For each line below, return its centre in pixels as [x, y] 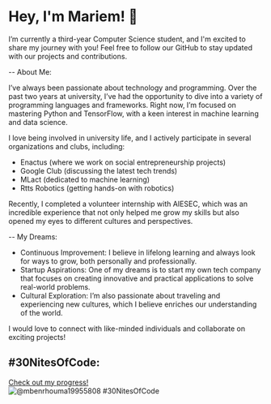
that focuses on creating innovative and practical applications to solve [137, 278]
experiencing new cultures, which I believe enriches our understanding [138, 304]
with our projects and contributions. [68, 56]
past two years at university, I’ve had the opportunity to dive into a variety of [135, 96]
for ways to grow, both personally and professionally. [108, 261]
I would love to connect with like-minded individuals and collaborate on [127, 329]
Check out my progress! [49, 382]
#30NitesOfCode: [54, 363]
